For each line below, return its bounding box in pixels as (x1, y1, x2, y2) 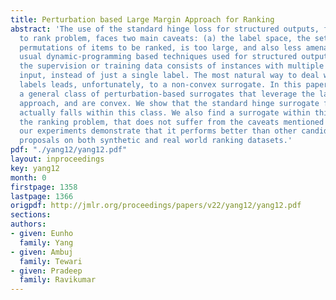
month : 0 (10, 172, 47, 183)
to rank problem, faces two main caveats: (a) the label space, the (19, 33, 311, 43)
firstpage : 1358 (10, 182, 78, 192)
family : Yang (19, 237, 74, 248)
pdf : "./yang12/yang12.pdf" (10, 145, 128, 155)
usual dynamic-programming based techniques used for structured (19, 52, 298, 62)
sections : (10, 210, 52, 220)
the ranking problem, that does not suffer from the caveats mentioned (19, 117, 325, 127)
